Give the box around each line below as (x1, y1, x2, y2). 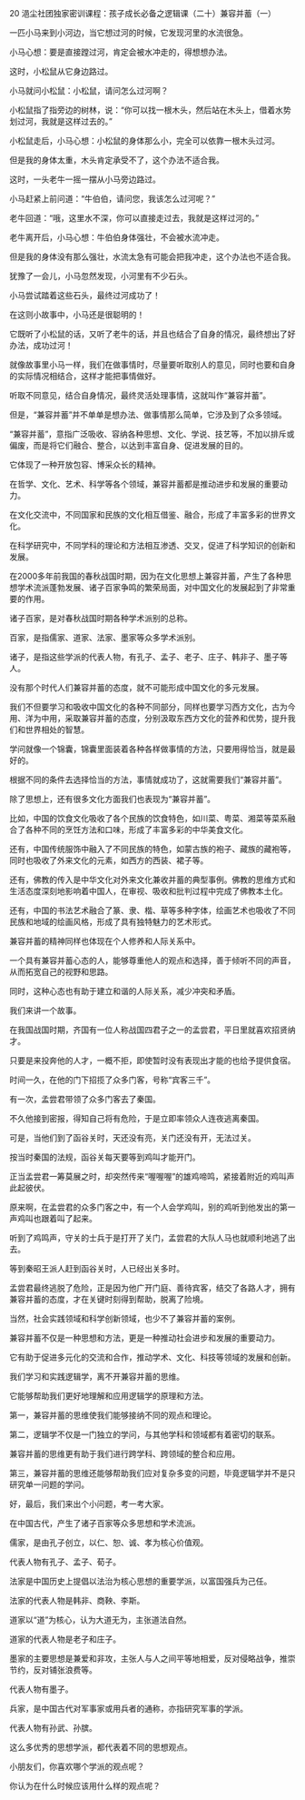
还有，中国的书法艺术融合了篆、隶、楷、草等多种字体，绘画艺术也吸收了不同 (9, 905, 296, 916)
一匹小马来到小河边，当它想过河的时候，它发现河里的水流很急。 (9, 27, 248, 38)
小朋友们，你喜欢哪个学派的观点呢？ (9, 1761, 145, 1772)
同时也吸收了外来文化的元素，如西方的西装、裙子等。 (9, 855, 209, 866)
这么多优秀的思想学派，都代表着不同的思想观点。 (9, 1742, 192, 1753)
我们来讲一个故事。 (9, 1005, 82, 1016)
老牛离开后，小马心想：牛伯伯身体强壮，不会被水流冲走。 (9, 232, 224, 243)
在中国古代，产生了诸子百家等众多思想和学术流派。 (9, 1518, 201, 1528)
